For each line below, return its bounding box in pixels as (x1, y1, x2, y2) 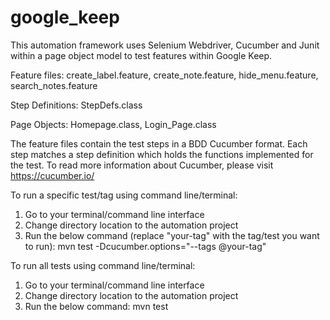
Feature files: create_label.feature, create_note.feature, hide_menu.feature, (10, 69, 319, 81)
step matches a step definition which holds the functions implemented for (10, 148, 314, 160)
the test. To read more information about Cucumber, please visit (10, 159, 274, 171)
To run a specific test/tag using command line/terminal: (10, 189, 238, 201)
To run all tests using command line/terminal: (10, 259, 196, 271)
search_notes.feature (10, 79, 98, 91)
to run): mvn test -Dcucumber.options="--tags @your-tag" (24, 240, 267, 252)
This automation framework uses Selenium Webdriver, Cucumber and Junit (10, 39, 320, 51)
